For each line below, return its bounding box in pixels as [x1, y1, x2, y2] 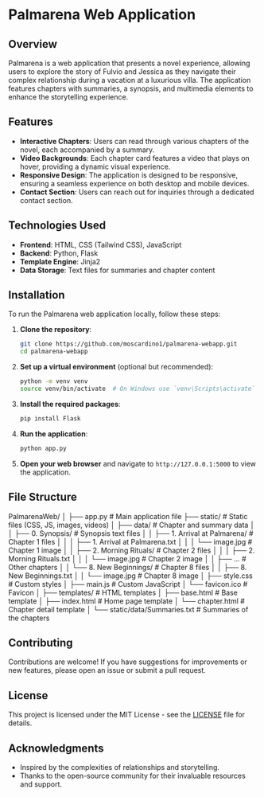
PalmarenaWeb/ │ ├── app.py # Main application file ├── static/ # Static [8, 511, 248, 521]
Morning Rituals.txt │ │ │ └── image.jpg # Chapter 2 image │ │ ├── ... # [8, 553, 247, 563]
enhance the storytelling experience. [8, 92, 129, 101]
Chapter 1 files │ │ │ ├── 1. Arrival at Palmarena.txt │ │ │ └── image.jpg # [8, 537, 253, 546]
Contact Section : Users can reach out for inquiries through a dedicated [19, 187, 254, 197]
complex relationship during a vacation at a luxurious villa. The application [8, 76, 251, 84]
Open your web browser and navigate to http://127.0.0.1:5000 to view [19, 459, 257, 468]
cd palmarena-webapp [19, 348, 88, 356]
